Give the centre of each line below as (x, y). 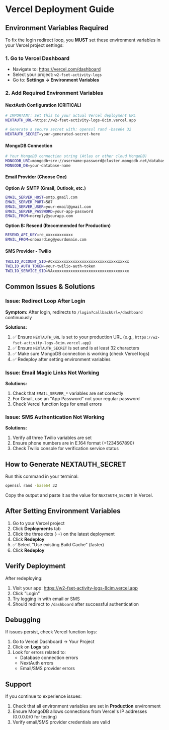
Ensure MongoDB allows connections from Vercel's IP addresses (80, 711)
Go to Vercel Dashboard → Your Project (53, 642)
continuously (19, 317)
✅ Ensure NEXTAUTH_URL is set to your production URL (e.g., (73, 337)
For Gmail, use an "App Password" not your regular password (76, 398)
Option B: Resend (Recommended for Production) (58, 226)
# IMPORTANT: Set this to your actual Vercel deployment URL (71, 116)
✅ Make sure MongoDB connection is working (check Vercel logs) (81, 353)
